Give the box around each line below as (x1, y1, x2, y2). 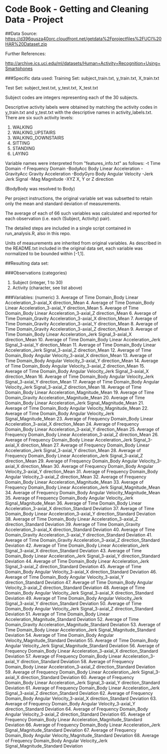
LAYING (12, 151, 29, 156)
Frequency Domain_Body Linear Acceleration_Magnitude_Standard (5, 716, 143, 722)
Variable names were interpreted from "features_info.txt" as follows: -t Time (5, 160, 161, 166)
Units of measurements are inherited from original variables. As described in (5, 240, 162, 246)
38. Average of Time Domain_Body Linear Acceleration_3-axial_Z (5, 516, 138, 522)
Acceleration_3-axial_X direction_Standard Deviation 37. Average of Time (5, 505, 155, 511)
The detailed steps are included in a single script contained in (5, 225, 131, 231)
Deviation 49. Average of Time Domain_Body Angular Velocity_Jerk (5, 595, 143, 601)
